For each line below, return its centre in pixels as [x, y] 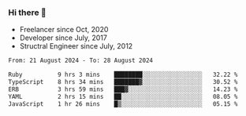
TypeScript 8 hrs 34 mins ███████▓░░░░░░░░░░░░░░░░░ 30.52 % [123, 82]
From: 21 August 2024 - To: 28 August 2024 [81, 61]
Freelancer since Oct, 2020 [64, 30]
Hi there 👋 [28, 13]
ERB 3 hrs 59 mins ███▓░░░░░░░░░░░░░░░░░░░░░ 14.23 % [123, 89]
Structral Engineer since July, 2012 [76, 46]
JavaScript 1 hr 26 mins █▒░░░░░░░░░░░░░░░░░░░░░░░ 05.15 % [123, 104]
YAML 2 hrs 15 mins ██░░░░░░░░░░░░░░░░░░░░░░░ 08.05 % [123, 96]
